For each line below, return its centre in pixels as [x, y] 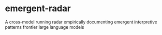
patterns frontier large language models [45, 27]
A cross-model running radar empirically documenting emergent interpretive [81, 22]
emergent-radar [38, 9]
